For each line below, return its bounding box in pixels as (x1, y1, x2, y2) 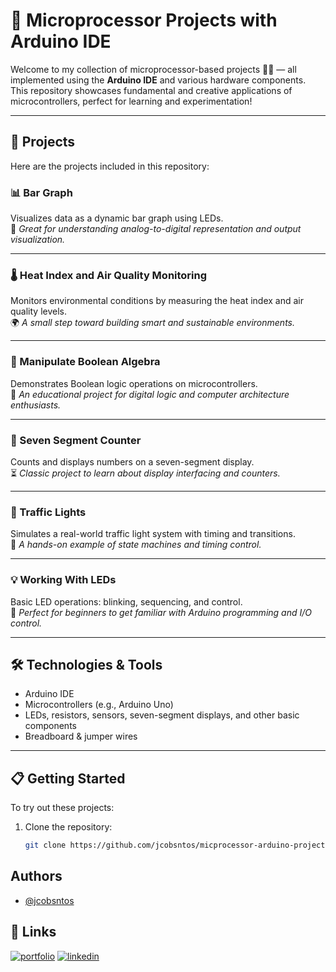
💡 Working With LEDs (10, 573, 117, 587)
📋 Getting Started (10, 770, 126, 787)
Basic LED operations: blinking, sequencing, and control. (10, 595, 243, 608)
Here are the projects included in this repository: (10, 160, 210, 172)
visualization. (10, 234, 66, 246)
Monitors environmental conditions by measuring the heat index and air (10, 295, 304, 307)
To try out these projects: (10, 802, 115, 814)
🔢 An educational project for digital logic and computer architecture (10, 388, 290, 400)
